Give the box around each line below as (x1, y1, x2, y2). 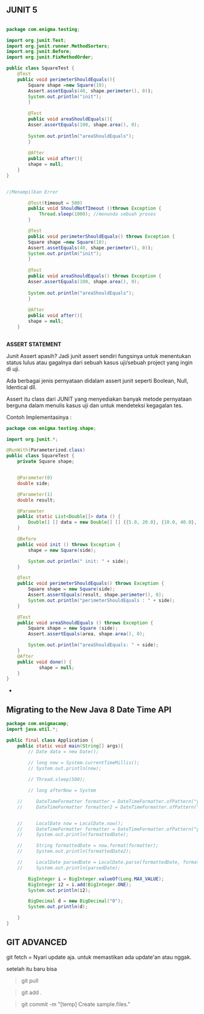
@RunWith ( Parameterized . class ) (6, 447, 86, 454)
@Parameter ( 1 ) (17, 491, 53, 497)
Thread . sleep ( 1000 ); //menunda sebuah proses (38, 211, 156, 218)
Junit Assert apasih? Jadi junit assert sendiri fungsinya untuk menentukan (6, 352, 191, 359)
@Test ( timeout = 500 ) (28, 200, 83, 206)
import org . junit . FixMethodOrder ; (6, 54, 94, 60)
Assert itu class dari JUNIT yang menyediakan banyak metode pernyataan (6, 395, 192, 402)
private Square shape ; (17, 458, 75, 464)
